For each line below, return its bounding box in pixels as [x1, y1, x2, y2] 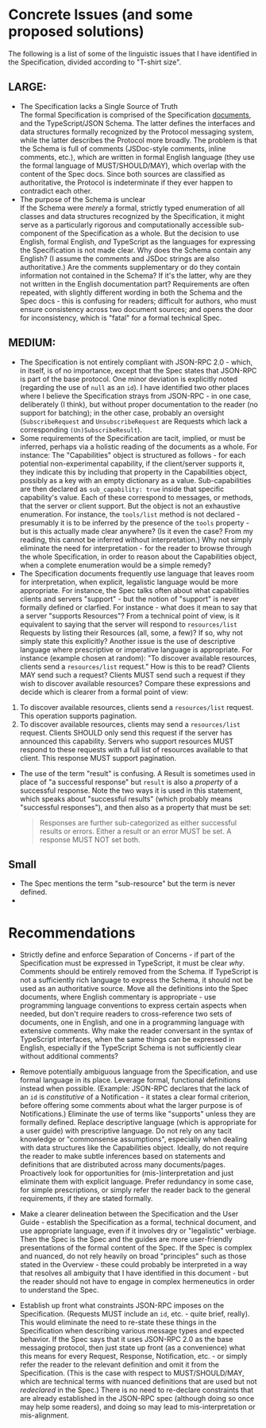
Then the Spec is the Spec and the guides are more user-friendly [19, 1235, 233, 1244]
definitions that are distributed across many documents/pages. [19, 1160, 226, 1169]
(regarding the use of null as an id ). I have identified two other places [19, 382, 250, 392]
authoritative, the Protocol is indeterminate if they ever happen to [19, 178, 233, 187]
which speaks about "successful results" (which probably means [19, 794, 233, 803]
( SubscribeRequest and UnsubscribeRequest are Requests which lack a [19, 416, 248, 426]
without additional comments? [19, 1051, 119, 1061]
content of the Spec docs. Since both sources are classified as [19, 169, 226, 178]
